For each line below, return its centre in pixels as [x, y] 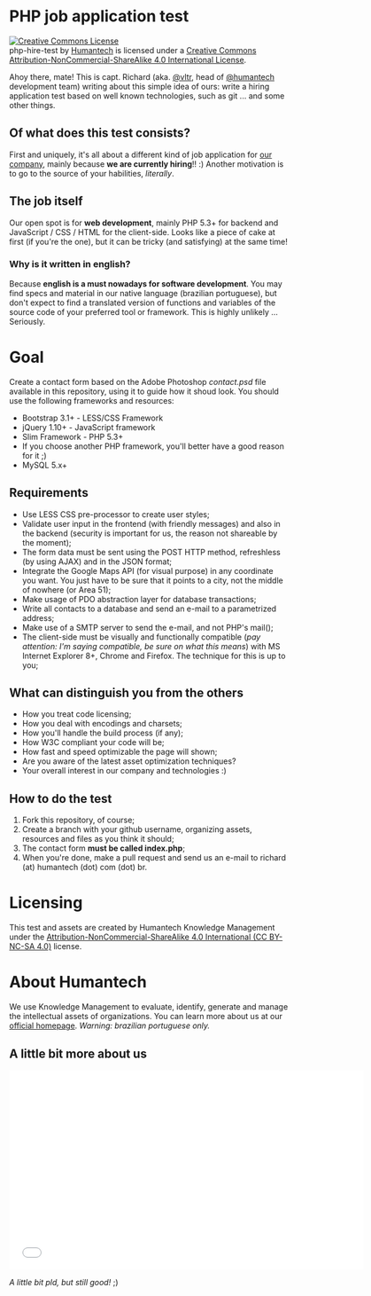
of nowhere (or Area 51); [66, 589]
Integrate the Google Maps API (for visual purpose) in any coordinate [147, 570]
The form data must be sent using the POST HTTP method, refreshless [151, 552]
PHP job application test [99, 16]
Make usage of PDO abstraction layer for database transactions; [139, 599]
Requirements [49, 493]
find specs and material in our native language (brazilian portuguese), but [143, 293]
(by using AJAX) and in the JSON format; [97, 562]
